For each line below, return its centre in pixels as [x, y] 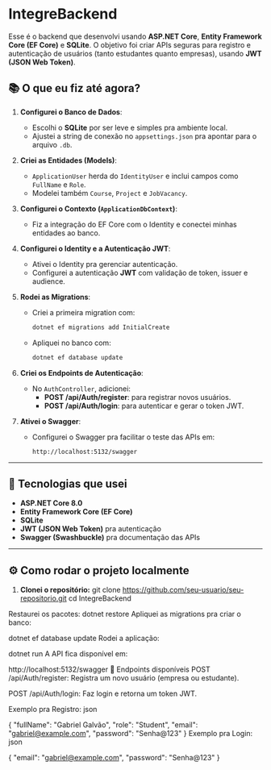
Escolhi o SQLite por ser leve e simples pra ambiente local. [130, 127]
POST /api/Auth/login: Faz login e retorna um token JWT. [103, 693]
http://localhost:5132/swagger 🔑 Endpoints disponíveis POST [110, 669]
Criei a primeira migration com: [83, 312]
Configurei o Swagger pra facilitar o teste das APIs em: [123, 437]
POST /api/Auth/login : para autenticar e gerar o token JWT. [144, 406]
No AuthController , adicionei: [81, 389]
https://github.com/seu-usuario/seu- [183, 590]
